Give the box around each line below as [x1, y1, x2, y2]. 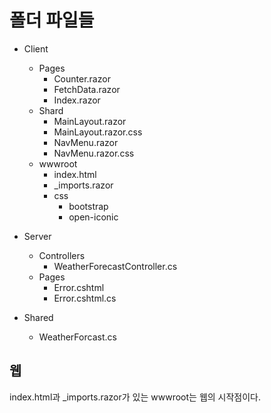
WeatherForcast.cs [38, 331, 117, 343]
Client [23, 42, 49, 55]
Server [23, 230, 52, 242]
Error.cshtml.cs [53, 292, 117, 304]
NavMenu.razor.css [53, 147, 135, 159]
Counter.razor [53, 72, 111, 85]
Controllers [38, 249, 86, 261]
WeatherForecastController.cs [53, 260, 178, 272]
